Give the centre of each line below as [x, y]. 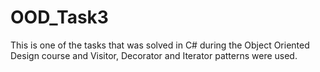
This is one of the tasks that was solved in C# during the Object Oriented [160, 45]
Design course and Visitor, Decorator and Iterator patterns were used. [154, 55]
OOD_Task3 [59, 17]
